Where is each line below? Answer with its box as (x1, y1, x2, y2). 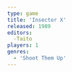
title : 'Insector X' (7, 16, 67, 23)
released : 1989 (7, 23, 51, 29)
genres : (7, 49, 30, 56)
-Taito (13, 36, 33, 43)
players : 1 (7, 42, 39, 49)
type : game (7, 10, 39, 17)
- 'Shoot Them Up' (13, 55, 67, 62)
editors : (7, 29, 33, 36)
